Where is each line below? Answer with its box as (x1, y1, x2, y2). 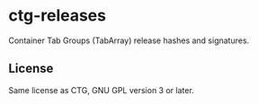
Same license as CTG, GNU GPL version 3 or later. (8, 84, 194, 95)
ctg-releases (8, 5, 107, 26)
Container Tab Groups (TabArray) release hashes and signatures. (8, 35, 250, 46)
